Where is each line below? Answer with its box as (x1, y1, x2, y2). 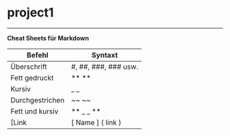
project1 (7, 5, 54, 21)
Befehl (26, 50, 49, 60)
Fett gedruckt (10, 73, 54, 82)
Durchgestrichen (10, 95, 65, 104)
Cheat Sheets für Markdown (7, 34, 89, 42)
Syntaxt (91, 50, 118, 60)
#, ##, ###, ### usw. (71, 62, 139, 71)
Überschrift (10, 62, 47, 71)
